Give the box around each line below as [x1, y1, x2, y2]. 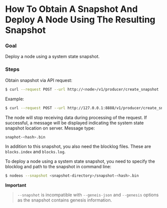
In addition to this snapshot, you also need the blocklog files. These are [5, 143, 152, 149]
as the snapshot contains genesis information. [17, 197, 112, 203]
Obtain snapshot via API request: [5, 77, 73, 83]
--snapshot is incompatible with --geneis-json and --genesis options [17, 192, 159, 198]
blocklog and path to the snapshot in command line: [5, 164, 112, 170]
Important [5, 182, 26, 188]
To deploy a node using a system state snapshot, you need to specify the [5, 158, 155, 164]
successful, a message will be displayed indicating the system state [5, 120, 144, 126]
